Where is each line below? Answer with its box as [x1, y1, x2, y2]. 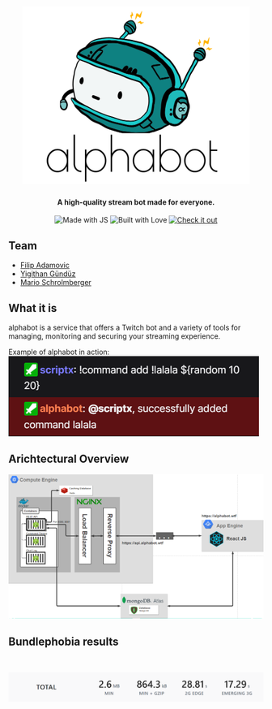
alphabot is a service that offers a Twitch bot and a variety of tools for [8, 322, 241, 333]
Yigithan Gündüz [19, 269, 76, 279]
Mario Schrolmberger [19, 278, 91, 287]
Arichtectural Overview [8, 452, 130, 466]
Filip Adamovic [19, 261, 70, 270]
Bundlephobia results [8, 634, 119, 648]
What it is [8, 301, 57, 315]
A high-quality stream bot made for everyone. [57, 197, 215, 207]
